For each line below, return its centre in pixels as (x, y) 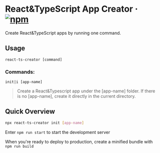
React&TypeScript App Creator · (71, 9)
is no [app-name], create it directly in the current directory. (76, 96)
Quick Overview (30, 112)
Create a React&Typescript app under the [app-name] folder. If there (86, 91)
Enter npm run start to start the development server (58, 132)
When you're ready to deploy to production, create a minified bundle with (79, 142)
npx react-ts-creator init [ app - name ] (45, 123)
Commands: (20, 72)
